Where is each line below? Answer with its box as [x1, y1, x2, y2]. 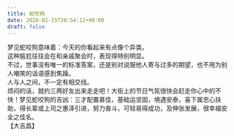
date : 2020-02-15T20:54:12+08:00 [7, 17, 105, 24]
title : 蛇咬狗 [7, 10, 45, 17]
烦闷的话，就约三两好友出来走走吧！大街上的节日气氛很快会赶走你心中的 [7, 86, 215, 95]
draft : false [7, 23, 45, 30]
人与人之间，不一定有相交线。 [7, 78, 93, 86]
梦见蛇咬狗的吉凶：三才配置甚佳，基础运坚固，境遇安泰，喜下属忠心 [19, 96, 215, 104]
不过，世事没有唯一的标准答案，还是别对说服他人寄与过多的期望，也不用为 [7, 61, 221, 69]
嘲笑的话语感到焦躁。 [13, 69, 75, 77]
